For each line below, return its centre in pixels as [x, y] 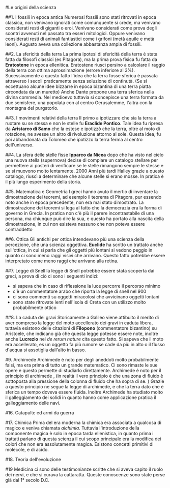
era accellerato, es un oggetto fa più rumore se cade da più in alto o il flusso [85, 344]
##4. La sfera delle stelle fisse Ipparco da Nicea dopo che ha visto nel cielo [84, 155]
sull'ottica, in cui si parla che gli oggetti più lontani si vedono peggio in [79, 250]
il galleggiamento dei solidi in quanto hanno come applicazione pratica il [81, 398]
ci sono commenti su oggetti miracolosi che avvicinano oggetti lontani [86, 297]
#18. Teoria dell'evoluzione [33, 459]
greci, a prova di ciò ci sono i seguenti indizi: [52, 276]
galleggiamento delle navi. [33, 403]
